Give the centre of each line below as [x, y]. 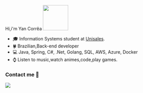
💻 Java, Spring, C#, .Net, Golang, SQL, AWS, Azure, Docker [75, 52]
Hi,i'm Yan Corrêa [23, 29]
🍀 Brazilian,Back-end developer [46, 46]
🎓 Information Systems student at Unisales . [59, 39]
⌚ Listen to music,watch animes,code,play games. [65, 60]
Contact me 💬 [22, 74]
